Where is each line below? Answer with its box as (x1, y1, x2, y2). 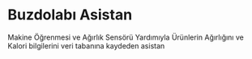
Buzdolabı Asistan (7, 6, 133, 24)
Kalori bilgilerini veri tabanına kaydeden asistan (7, 40, 165, 50)
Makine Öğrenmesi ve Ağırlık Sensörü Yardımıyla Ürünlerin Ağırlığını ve (7, 32, 244, 42)
